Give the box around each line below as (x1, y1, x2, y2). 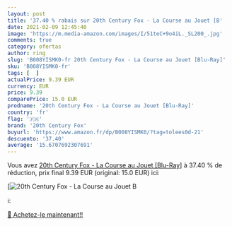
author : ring (7, 50, 46, 57)
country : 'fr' (7, 109, 50, 116)
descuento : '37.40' (7, 135, 65, 142)
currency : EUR (7, 83, 50, 90)
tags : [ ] (7, 69, 40, 76)
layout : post (7, 10, 46, 18)
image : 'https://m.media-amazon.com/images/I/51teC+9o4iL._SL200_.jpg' (7, 30, 223, 37)
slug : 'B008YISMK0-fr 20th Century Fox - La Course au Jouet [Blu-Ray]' (7, 56, 226, 64)
